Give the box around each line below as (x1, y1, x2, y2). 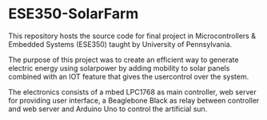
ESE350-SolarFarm (8, 5, 139, 23)
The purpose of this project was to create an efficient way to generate (8, 55, 239, 64)
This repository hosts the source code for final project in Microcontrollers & (8, 31, 256, 41)
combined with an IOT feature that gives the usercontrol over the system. (8, 72, 249, 81)
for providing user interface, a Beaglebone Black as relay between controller (8, 95, 260, 105)
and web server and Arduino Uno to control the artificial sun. (8, 104, 208, 114)
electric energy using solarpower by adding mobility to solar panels (8, 63, 230, 72)
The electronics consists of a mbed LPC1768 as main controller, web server (8, 87, 257, 96)
